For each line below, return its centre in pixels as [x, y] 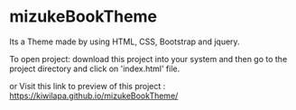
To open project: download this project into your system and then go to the [148, 59]
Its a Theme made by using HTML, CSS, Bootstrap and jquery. [125, 41]
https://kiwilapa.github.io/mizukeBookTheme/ [94, 96]
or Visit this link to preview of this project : [88, 86]
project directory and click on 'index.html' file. [95, 69]
